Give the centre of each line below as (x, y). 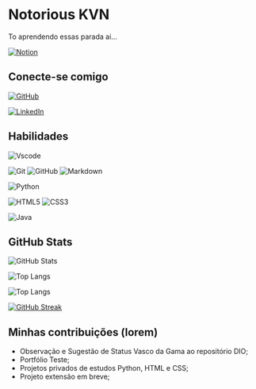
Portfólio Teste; (44, 360)
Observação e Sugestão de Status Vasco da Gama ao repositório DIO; (134, 352)
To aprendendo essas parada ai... (63, 37)
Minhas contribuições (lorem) (83, 332)
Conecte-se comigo (58, 77)
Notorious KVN (59, 15)
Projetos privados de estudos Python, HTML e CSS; (104, 368)
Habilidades (38, 137)
